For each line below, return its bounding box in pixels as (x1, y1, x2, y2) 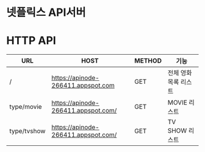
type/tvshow (9, 127, 46, 136)
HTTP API (6, 34, 56, 47)
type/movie (9, 103, 42, 111)
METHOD (134, 57, 162, 65)
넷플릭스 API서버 (6, 5, 87, 19)
